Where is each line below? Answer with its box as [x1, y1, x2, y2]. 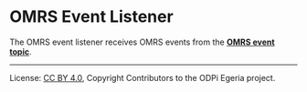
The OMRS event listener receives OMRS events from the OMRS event [9, 36, 276, 47]
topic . [9, 46, 32, 56]
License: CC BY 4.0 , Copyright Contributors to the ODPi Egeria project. [9, 72, 276, 83]
